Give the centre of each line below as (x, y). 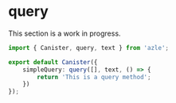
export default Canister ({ (53, 62)
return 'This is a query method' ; (94, 77)
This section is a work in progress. (65, 33)
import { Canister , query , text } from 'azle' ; (89, 48)
